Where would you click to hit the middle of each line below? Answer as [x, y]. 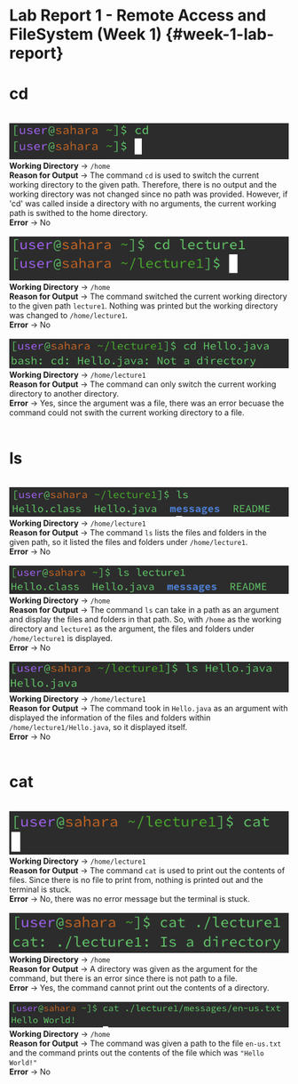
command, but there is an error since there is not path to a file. [123, 978]
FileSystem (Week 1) [86, 34]
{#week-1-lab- [220, 34]
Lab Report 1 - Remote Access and [138, 16]
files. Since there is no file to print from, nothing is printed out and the [136, 880]
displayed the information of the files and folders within [110, 718]
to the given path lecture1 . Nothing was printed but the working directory [144, 306]
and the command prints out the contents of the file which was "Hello [137, 1053]
